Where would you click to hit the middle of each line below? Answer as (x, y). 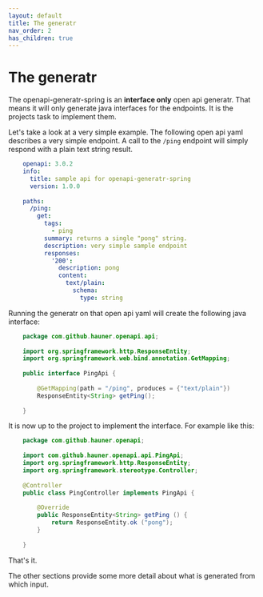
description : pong (89, 268)
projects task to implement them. (62, 117)
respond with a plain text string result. (71, 150)
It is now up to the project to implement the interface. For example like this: (131, 426)
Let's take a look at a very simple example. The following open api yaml (126, 132)
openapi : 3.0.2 (48, 164)
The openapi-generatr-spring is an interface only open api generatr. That (130, 100)
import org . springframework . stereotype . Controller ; (110, 470)
